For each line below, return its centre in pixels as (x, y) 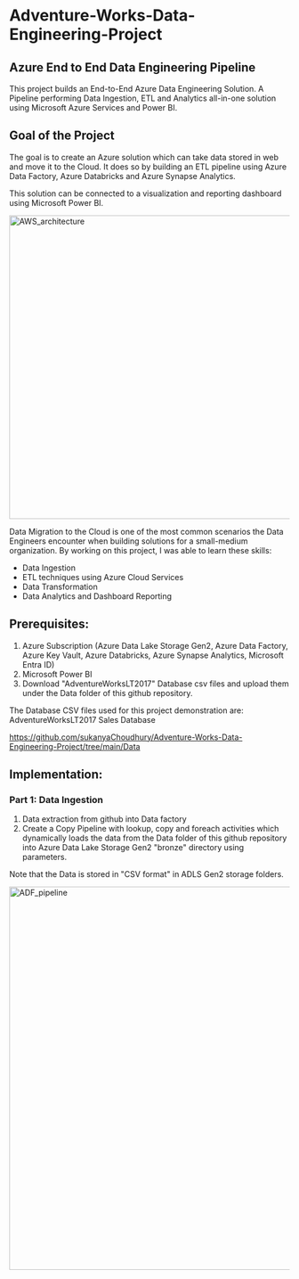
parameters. (44, 857)
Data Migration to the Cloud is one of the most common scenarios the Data (146, 531)
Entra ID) (38, 664)
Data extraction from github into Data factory (104, 819)
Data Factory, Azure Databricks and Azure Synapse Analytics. (122, 176)
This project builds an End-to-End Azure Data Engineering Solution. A (137, 89)
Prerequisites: (49, 624)
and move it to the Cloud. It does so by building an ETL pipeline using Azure (148, 167)
